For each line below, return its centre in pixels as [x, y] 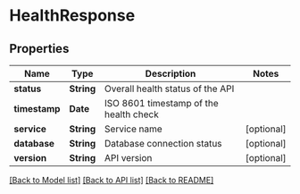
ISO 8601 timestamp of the [161, 103]
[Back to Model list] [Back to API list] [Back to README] [112, 180]
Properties [39, 49]
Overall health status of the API [169, 89]
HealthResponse [72, 16]
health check [131, 114]
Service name [133, 129]
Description [171, 74]
